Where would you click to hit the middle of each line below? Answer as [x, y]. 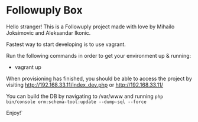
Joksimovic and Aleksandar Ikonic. [48, 32]
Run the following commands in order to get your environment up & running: [99, 55]
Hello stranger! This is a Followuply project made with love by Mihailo [90, 27]
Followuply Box [44, 10]
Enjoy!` [14, 113]
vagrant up [28, 67]
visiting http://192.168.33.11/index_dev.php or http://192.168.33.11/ [85, 85]
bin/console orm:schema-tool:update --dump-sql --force [76, 102]
